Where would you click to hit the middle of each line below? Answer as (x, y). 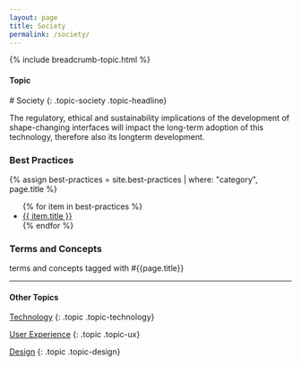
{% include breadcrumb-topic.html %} (80, 60)
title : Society (38, 26)
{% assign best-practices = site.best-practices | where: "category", (133, 179)
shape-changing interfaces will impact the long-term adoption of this (137, 127)
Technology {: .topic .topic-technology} (82, 317)
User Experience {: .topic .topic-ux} (75, 335)
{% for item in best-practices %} (82, 206)
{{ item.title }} (47, 215)
